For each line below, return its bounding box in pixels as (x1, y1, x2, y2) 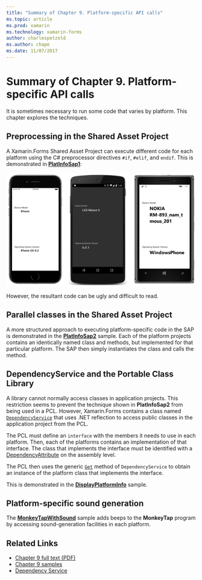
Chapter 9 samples (14, 561, 63, 568)
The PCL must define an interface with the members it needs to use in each (6, 432, 196, 439)
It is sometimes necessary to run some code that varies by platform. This (6, 107, 188, 115)
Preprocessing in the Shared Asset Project (6, 132, 169, 142)
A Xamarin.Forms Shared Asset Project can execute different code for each (6, 147, 193, 155)
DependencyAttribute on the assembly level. (6, 451, 116, 458)
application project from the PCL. (6, 420, 89, 427)
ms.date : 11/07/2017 (6, 48, 58, 54)
